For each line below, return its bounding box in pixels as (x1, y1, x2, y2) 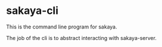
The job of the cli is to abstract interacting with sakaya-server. (6, 34, 157, 41)
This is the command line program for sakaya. (6, 23, 118, 30)
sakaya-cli (6, 4, 59, 17)
